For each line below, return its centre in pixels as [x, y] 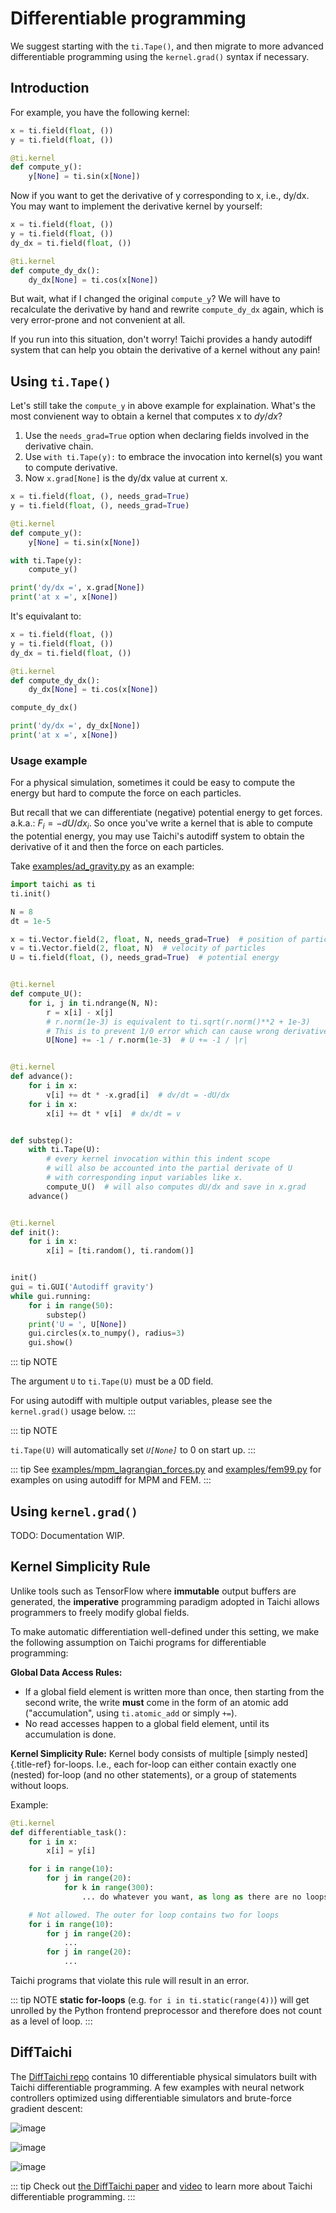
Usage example [49, 760]
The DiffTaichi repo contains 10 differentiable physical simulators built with [163, 2076]
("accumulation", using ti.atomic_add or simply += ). [131, 1713]
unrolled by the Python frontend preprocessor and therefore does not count [166, 2011]
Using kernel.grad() [74, 1511]
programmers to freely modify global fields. [100, 1612]
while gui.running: [51, 1296]
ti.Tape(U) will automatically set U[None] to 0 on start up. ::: [133, 1450]
